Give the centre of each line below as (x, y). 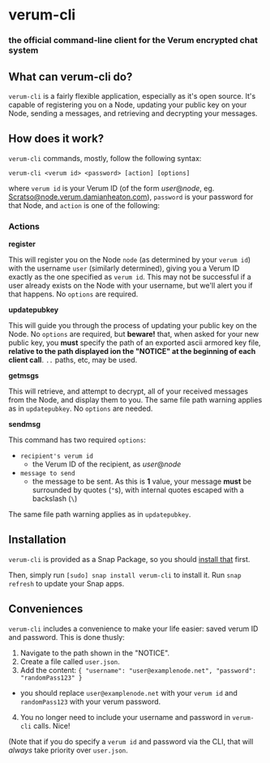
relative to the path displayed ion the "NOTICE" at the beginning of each (132, 352)
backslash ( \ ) (55, 499)
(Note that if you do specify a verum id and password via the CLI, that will (131, 741)
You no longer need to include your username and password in (125, 717)
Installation (37, 540)
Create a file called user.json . (70, 661)
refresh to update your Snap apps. (66, 583)
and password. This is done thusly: (67, 637)
